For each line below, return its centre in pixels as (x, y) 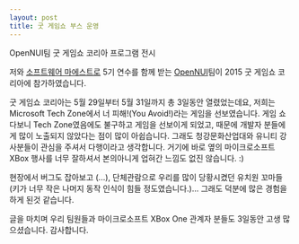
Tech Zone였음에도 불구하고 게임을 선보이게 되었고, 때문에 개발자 (147, 124)
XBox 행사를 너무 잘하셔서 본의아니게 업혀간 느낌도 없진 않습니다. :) (127, 158)
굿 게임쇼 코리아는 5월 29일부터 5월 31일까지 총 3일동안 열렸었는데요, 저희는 (142, 102)
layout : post (34, 17)
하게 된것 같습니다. (42, 199)
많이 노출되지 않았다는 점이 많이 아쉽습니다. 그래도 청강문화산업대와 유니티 (148, 135)
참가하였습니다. (60, 83)
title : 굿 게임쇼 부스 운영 (54, 26)
